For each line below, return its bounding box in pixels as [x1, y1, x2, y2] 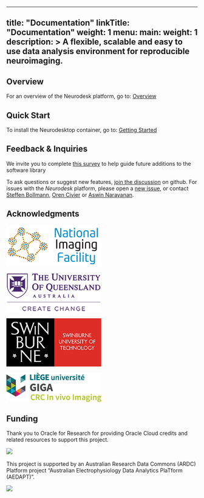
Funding [6, 414, 38, 424]
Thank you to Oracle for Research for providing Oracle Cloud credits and [6, 429, 188, 437]
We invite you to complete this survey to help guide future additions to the [6, 160, 191, 167]
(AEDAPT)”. [6, 473, 35, 480]
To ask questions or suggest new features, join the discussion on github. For [6, 178, 197, 185]
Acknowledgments [6, 209, 80, 219]
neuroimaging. [6, 56, 63, 66]
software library [6, 166, 46, 174]
